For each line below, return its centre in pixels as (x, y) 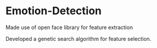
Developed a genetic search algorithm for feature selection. (78, 39)
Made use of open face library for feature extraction (69, 27)
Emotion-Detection (54, 11)
